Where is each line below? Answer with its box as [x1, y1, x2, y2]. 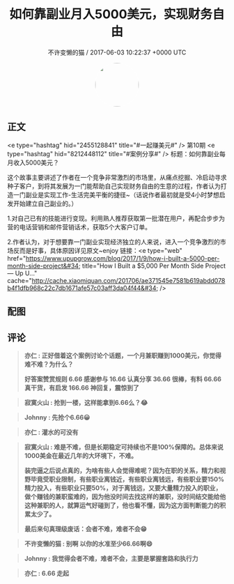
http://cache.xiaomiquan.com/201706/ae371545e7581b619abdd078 [31, 276, 226, 284]
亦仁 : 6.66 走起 [24, 569, 70, 577]
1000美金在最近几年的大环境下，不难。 [24, 451, 138, 460]
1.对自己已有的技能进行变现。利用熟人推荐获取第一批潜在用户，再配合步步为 [7, 214, 225, 222]
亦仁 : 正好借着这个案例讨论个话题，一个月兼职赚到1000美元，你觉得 [24, 351, 221, 360]
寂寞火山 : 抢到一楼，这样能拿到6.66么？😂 [24, 398, 148, 406]
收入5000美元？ [13, 158, 59, 167]
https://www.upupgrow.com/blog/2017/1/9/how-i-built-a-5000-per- [25, 254, 220, 262]
